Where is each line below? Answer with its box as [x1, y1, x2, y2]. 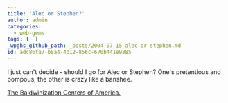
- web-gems [13, 29, 45, 37]
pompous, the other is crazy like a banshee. [7, 75, 132, 83]
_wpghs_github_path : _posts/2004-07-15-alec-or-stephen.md [7, 42, 182, 49]
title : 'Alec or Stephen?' [7, 10, 85, 17]
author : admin [7, 17, 49, 24]
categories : [7, 23, 42, 30]
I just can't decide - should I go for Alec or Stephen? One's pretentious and [7, 67, 222, 76]
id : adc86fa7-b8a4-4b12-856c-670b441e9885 [7, 49, 132, 56]
